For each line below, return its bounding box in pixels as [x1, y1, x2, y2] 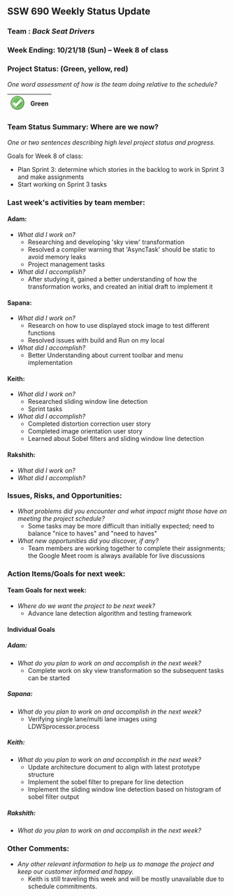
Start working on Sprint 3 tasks [17, 180, 107, 188]
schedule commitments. [27, 882, 98, 890]
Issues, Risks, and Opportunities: [7, 491, 122, 500]
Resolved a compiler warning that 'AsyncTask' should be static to [27, 245, 215, 254]
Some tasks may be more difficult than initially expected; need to [27, 521, 214, 530]
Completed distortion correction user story [27, 419, 152, 428]
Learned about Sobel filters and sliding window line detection [27, 435, 205, 443]
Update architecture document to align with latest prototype [27, 763, 200, 772]
